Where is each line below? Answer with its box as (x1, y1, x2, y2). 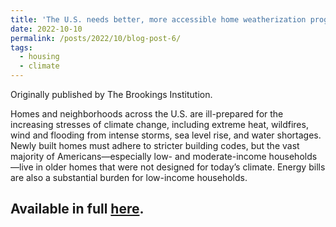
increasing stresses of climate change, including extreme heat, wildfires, (10, 119, 309, 130)
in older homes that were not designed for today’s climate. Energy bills (35, 161, 326, 173)
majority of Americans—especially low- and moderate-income (10, 151, 267, 162)
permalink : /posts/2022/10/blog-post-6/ (10, 33, 182, 43)
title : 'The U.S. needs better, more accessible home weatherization (10, 14, 307, 25)
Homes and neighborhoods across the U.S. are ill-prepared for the (10, 108, 284, 120)
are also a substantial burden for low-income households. (10, 172, 248, 183)
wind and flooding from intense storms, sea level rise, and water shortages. (10, 129, 322, 141)
